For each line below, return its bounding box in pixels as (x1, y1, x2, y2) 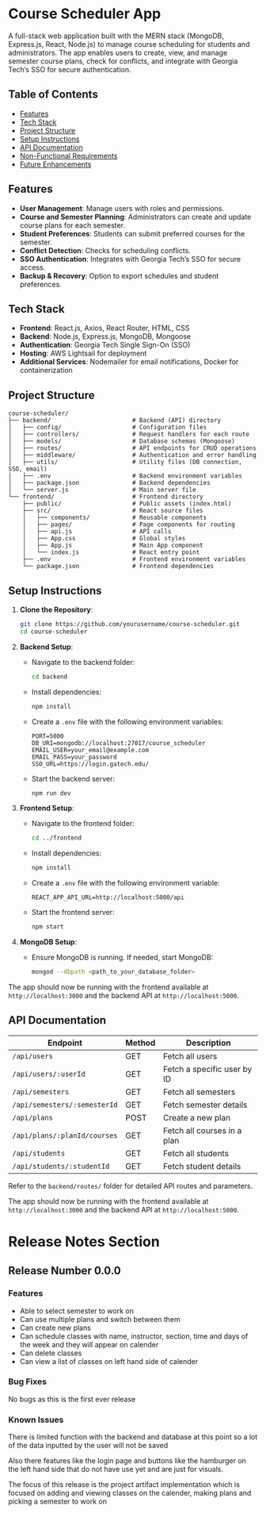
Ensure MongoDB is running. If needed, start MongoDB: (31, 953, 214, 962)
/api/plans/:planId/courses (12, 1131, 118, 1139)
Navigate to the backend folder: (31, 657, 135, 667)
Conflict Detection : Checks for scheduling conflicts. (19, 245, 192, 255)
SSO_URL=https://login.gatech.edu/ (31, 759, 149, 768)
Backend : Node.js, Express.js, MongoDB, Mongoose (19, 332, 192, 341)
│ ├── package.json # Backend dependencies (8, 479, 211, 487)
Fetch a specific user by (163, 1063, 253, 1074)
